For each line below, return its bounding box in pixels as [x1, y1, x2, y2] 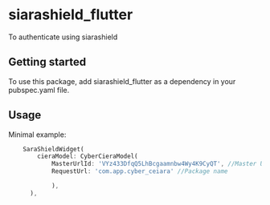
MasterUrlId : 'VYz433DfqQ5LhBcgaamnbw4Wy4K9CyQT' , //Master [51, 160, 257, 168]
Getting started [8, 55, 87, 69]
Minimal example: [8, 130, 67, 139]
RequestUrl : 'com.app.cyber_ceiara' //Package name [51, 167, 228, 175]
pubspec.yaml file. [8, 85, 70, 94]
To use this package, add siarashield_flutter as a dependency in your [8, 76, 236, 86]
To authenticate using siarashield [8, 32, 118, 42]
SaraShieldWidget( [22, 145, 84, 153]
